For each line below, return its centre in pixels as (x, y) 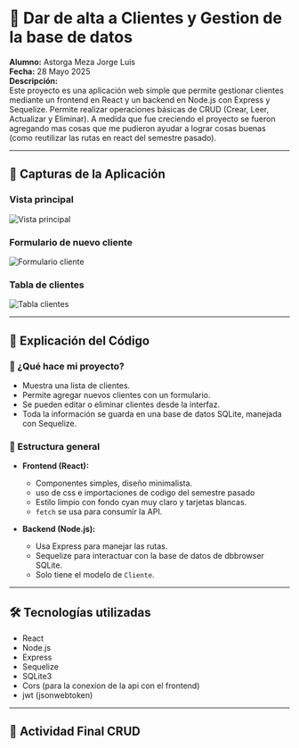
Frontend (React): (55, 466)
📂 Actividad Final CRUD (75, 731)
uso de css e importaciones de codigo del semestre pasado (145, 493)
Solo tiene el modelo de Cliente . (95, 575)
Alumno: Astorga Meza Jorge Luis (73, 62)
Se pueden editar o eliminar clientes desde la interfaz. (121, 404)
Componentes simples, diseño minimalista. (114, 483)
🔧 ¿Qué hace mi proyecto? (67, 366)
